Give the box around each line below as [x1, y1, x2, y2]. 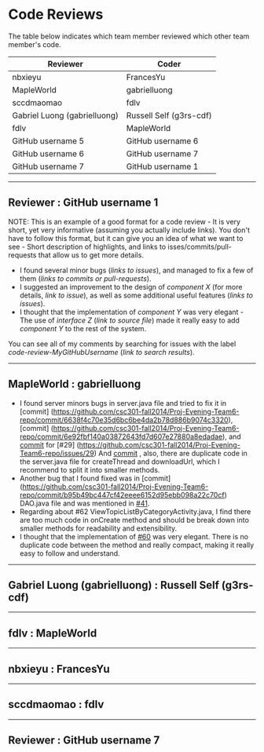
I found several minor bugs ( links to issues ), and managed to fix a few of [19, 265, 254, 275]
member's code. [8, 39, 61, 49]
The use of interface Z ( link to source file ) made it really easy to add [19, 316, 240, 325]
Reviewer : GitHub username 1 [8, 196, 159, 210]
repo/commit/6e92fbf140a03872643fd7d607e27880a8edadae [19, 432, 223, 441]
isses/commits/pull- [167, 242, 232, 251]
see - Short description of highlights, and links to [8, 242, 167, 251]
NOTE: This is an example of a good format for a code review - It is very [8, 217, 241, 226]
